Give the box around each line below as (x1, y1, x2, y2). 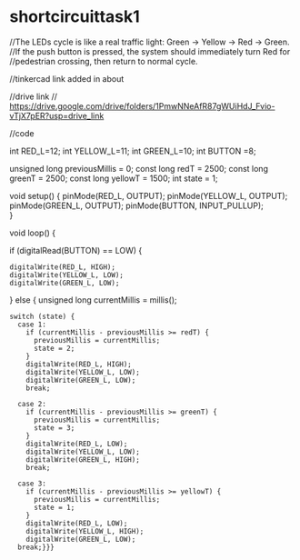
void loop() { (9, 227, 56, 238)
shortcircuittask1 (9, 6, 141, 27)
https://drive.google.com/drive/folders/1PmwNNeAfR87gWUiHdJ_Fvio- (9, 100, 275, 111)
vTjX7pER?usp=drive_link (9, 110, 105, 121)
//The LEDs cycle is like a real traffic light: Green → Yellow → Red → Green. (9, 36, 290, 47)
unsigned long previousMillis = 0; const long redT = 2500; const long (9, 163, 268, 174)
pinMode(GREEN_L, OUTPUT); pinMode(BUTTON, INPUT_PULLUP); (9, 200, 264, 211)
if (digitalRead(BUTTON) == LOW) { (9, 245, 143, 255)
